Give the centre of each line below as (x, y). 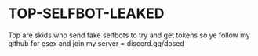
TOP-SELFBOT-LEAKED (86, 14)
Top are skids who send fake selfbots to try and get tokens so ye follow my (129, 35)
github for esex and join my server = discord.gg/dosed (96, 43)
